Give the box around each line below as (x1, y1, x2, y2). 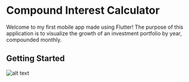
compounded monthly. (6, 36, 62, 43)
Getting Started (6, 53, 65, 63)
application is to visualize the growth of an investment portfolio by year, (6, 29, 182, 37)
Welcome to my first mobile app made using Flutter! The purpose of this (6, 23, 184, 31)
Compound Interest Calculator (6, 4, 160, 17)
